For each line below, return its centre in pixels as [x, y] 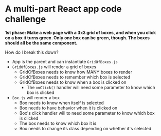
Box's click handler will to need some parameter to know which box [87, 113]
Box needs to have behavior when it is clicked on [68, 108]
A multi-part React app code [63, 9]
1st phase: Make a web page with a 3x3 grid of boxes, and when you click [80, 32]
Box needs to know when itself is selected [62, 103]
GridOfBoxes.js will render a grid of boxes [54, 67]
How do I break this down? [32, 52]
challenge [26, 19]
